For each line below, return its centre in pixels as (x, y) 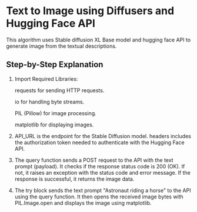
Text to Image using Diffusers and (90, 11)
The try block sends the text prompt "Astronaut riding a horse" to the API (103, 190)
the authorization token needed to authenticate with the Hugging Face (99, 142)
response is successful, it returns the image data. (74, 179)
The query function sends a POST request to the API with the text (94, 160)
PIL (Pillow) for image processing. (56, 113)
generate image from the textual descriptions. (61, 46)
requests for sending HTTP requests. (59, 90)
